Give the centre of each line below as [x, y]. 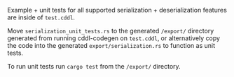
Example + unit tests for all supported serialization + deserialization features [117, 10]
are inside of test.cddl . [41, 17]
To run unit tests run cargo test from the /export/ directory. [94, 66]
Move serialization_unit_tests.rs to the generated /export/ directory [111, 31]
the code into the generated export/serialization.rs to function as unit [111, 45]
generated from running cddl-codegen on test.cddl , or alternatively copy [114, 38]
